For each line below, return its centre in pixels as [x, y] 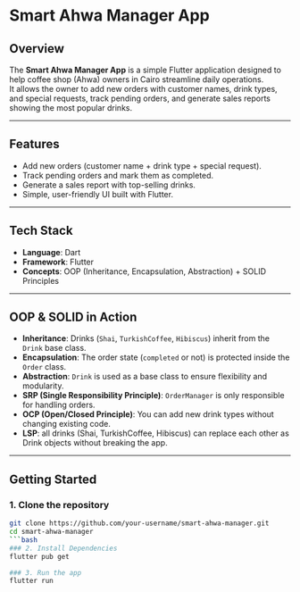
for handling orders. [58, 405]
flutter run [31, 581]
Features [34, 144]
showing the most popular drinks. [71, 108]
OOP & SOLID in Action [73, 317]
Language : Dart [51, 252]
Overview [37, 49]
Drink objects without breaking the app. [95, 443]
